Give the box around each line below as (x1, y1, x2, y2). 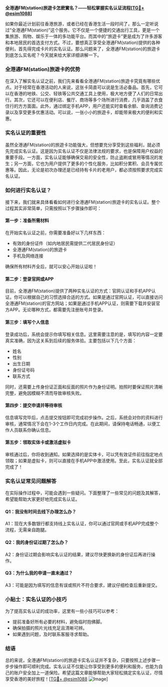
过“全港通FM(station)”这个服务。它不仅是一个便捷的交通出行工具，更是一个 (5, 27, 160, 33)
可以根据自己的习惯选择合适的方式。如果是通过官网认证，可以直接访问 (18, 294, 163, 300)
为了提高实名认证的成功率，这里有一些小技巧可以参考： (5, 608, 119, 614)
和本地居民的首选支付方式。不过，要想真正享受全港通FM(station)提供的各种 (5, 40, 160, 46)
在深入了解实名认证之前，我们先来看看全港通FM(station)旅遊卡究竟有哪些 (5, 78, 156, 84)
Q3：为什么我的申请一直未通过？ (5, 570, 73, 576)
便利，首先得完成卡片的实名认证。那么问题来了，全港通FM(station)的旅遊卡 (5, 46, 160, 52)
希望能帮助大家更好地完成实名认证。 (5, 496, 80, 502)
